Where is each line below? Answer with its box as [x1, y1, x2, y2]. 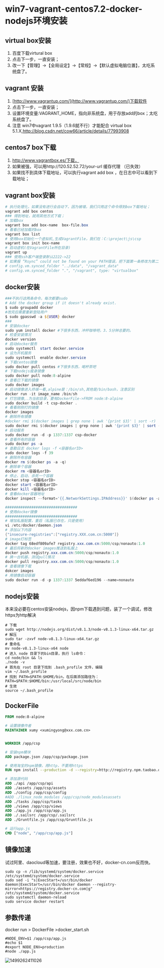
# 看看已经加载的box [5, 227, 42, 232]
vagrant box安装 [5, 192, 55, 200]
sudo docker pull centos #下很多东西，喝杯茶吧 [5, 364, 96, 369]
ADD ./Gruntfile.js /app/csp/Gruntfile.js [5, 817, 93, 822]
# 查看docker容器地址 [5, 492, 45, 496]
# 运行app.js [5, 826, 30, 831]
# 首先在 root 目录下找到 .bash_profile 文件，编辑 [5, 665, 103, 670]
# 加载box [5, 218, 23, 223]
